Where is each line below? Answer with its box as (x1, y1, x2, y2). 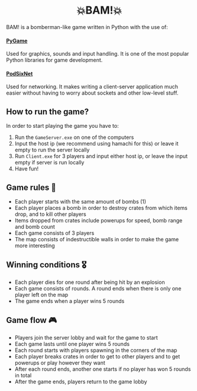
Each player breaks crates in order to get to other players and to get (14, 353, 180, 360)
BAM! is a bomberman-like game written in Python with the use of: (6, 23, 169, 30)
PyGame (6, 37, 28, 44)
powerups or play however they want (14, 359, 105, 366)
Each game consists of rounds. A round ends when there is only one (14, 285, 182, 292)
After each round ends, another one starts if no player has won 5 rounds (14, 365, 191, 373)
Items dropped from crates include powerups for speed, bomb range (14, 216, 183, 224)
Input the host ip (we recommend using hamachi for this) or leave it (14, 140, 179, 147)
